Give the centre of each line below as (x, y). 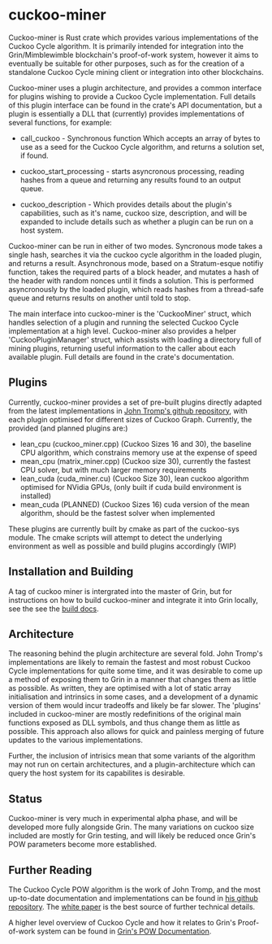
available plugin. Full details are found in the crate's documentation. (121, 356)
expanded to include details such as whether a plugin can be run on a (137, 221)
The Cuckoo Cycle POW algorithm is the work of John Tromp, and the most (135, 889)
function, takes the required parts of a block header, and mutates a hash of (134, 272)
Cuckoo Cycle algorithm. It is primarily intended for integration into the (126, 46)
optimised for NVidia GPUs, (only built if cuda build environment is (131, 487)
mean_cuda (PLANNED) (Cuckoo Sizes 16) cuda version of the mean (135, 504)
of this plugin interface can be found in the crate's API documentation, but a (135, 105)
